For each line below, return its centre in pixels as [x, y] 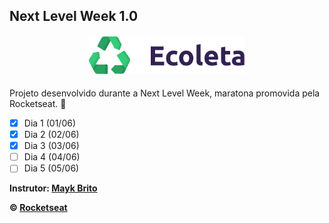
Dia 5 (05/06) [51, 168]
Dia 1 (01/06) [50, 123]
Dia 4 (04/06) [52, 157]
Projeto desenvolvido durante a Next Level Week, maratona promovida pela [165, 93]
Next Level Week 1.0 [74, 16]
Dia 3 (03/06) [51, 146]
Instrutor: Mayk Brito [53, 188]
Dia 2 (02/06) [51, 135]
